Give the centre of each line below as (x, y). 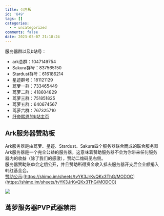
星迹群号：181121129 (32, 80)
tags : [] (14, 19)
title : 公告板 (18, 10)
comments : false (21, 32)
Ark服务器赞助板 (30, 133)
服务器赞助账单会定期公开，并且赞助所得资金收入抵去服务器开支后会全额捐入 (82, 164)
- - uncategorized (28, 28)
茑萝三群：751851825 (33, 98)
